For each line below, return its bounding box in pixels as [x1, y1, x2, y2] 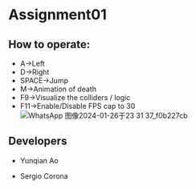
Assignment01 [8, 6, 107, 24]
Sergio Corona [19, 171, 68, 181]
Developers [8, 135, 67, 148]
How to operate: [8, 38, 91, 51]
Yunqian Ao [19, 155, 59, 165]
